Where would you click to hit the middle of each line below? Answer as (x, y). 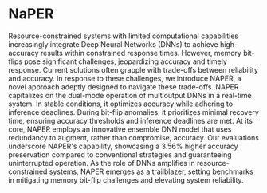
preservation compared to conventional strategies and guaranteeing (120, 154)
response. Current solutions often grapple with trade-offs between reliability (133, 69)
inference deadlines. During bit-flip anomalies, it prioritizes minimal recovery (133, 112)
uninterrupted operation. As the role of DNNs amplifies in (102, 163)
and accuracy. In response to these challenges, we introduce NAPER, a (125, 78)
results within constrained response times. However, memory (141, 53)
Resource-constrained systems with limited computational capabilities (124, 36)
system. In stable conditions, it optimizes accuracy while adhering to (121, 104)
